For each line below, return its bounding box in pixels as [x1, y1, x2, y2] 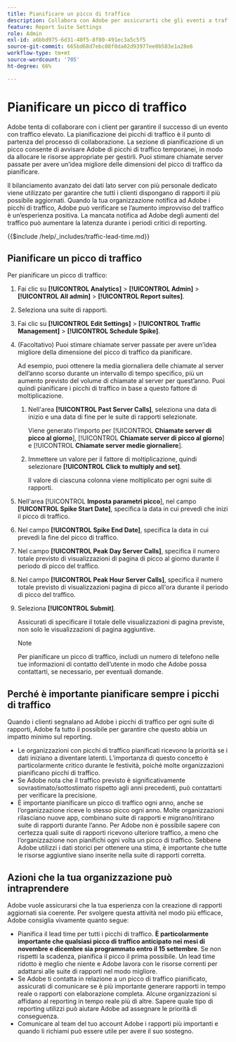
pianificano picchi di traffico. [17, 769, 100, 777]
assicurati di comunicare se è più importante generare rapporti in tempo [17, 982, 226, 990]
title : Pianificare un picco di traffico [7, 10, 131, 18]
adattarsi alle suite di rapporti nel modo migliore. [17, 967, 158, 975]
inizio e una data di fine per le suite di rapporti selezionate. [27, 413, 198, 421]
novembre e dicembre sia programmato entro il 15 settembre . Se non [17, 945, 221, 953]
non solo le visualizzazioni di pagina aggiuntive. [17, 625, 156, 634]
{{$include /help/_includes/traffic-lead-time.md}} [7, 232, 150, 240]
